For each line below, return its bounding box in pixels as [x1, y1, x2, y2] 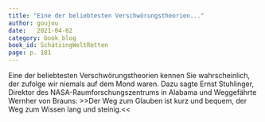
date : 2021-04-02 [8, 26, 73, 34]
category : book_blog [8, 33, 77, 42]
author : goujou [8, 19, 59, 27]
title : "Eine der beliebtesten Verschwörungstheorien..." [8, 11, 205, 20]
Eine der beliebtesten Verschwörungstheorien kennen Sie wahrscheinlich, [8, 71, 251, 80]
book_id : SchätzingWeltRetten [8, 41, 109, 49]
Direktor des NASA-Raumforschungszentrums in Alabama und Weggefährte [8, 88, 257, 96]
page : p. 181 [8, 49, 52, 57]
